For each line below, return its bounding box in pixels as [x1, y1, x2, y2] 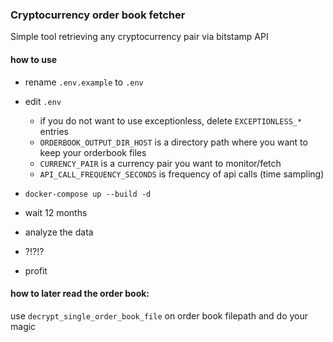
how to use [10, 53, 58, 65]
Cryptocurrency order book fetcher [10, 8, 186, 22]
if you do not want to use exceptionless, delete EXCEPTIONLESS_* [39, 114, 303, 127]
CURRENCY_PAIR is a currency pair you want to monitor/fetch [39, 157, 282, 169]
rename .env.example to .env [24, 76, 144, 88]
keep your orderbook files [39, 146, 147, 158]
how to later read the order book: [10, 288, 150, 300]
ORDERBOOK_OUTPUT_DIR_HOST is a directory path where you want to [39, 136, 308, 148]
